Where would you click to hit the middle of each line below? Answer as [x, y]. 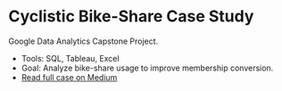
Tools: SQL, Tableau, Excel [70, 58]
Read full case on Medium [69, 77]
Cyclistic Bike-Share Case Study [131, 17]
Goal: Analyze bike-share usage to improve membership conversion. [147, 68]
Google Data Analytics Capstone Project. [83, 41]
